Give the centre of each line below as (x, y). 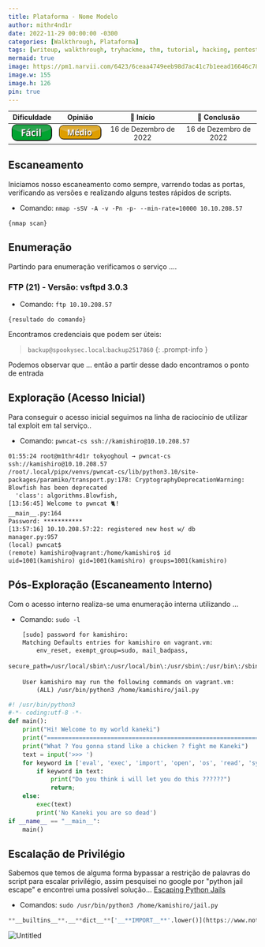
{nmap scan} (28, 223)
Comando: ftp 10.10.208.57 (66, 304)
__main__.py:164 (35, 513)
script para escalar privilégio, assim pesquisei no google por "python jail (125, 881)
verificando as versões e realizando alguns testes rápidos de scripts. (120, 193)
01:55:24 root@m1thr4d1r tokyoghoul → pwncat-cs (90, 456)
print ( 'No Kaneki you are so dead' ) (97, 813)
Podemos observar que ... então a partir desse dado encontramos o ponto (129, 365)
